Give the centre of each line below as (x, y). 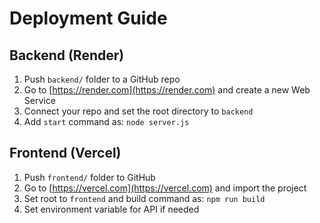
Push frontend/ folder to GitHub (89, 177)
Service (39, 100)
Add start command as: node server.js (106, 121)
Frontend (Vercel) (65, 153)
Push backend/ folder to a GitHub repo (102, 79)
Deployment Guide (88, 18)
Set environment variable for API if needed (111, 209)
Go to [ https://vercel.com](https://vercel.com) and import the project (165, 188)
